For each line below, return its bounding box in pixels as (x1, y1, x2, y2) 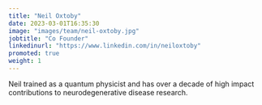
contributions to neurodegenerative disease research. (8, 87, 188, 97)
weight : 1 (8, 57, 42, 65)
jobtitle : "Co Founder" (8, 34, 89, 43)
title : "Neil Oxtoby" (8, 11, 82, 20)
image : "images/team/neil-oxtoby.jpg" (8, 27, 140, 35)
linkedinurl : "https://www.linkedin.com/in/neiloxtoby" (8, 42, 201, 50)
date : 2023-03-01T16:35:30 (8, 19, 100, 27)
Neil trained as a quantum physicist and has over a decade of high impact (8, 78, 255, 89)
